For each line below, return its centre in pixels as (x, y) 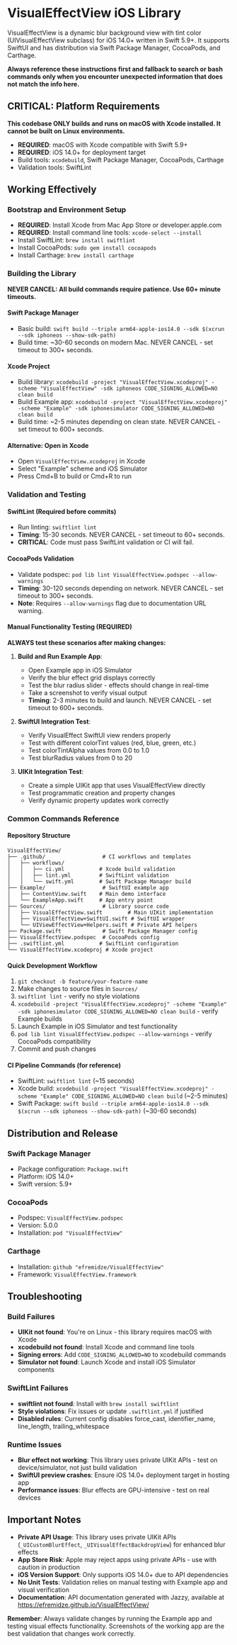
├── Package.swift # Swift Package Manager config (103, 931)
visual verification (43, 1590)
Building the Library (42, 274)
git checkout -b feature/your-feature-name (83, 982)
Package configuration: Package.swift (73, 1169)
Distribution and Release (63, 1133)
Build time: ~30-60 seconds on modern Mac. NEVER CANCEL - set (115, 342)
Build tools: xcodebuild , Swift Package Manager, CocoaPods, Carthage (121, 159)
